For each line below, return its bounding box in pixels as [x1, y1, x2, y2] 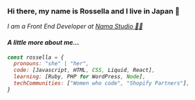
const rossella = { [7, 54, 65, 61]
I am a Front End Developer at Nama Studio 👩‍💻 [7, 22, 144, 31]
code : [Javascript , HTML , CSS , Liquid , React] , [13, 66, 156, 74]
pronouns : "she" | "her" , [13, 60, 90, 67]
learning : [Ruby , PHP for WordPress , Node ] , [13, 73, 146, 80]
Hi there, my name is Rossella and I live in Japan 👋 [7, 6, 180, 16]
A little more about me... [7, 38, 79, 46]
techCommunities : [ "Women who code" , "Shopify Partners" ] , [13, 80, 190, 87]
